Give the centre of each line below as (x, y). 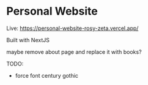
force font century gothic (46, 75)
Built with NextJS (28, 40)
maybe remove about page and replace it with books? (74, 52)
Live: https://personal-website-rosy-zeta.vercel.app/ (72, 28)
